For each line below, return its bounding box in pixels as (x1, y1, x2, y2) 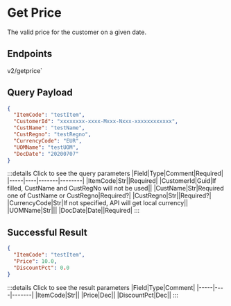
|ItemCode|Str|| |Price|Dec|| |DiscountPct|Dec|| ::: (35, 291, 179, 299)
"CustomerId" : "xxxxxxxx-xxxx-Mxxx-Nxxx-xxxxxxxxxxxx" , (13, 118, 178, 125)
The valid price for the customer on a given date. (7, 28, 147, 36)
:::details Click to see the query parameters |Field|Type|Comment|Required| (7, 169, 224, 178)
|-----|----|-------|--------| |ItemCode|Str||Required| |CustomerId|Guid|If (7, 177, 216, 185)
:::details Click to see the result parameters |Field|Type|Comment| (7, 283, 196, 291)
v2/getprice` (7, 66, 43, 74)
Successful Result (7, 226, 88, 238)
